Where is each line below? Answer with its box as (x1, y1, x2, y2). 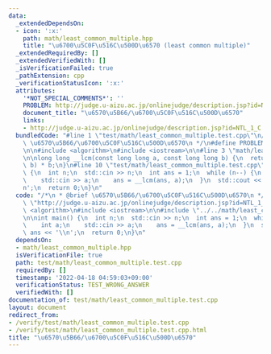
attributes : (15, 86, 56, 95)
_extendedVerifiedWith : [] (15, 57, 106, 65)
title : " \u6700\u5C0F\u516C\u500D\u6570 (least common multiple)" (23, 42, 251, 50)
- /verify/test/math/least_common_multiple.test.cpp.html (8, 326, 207, 334)
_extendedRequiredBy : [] (15, 49, 99, 57)
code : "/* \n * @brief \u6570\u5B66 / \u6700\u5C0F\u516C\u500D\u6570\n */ (15, 191, 265, 200)
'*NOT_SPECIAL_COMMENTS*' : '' (23, 94, 125, 102)
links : (23, 117, 45, 125)
